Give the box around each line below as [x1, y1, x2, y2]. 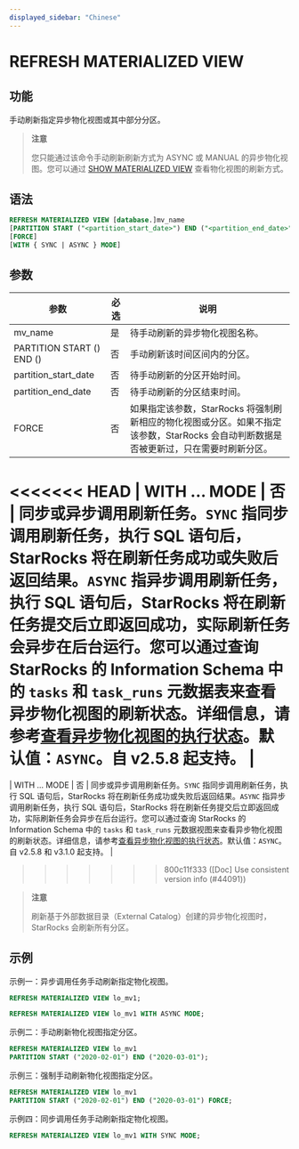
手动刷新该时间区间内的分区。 [130, 348, 255, 360]
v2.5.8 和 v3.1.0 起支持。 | [19, 846, 114, 857]
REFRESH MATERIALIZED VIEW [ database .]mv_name [9, 215, 185, 225]
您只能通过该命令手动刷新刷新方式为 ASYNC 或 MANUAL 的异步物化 [30, 152, 281, 163]
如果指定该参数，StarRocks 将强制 [130, 402, 274, 415]
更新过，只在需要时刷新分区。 [148, 442, 273, 455]
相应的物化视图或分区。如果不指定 [139, 416, 282, 428]
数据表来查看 [182, 682, 277, 701]
